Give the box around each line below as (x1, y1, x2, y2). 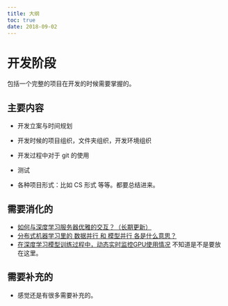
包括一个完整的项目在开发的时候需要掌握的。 (7, 79, 136, 88)
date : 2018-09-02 (7, 23, 58, 30)
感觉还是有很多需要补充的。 (17, 291, 97, 299)
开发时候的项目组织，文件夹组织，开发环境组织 (17, 136, 152, 145)
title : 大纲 (7, 10, 40, 17)
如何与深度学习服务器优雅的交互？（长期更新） (17, 223, 152, 231)
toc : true (7, 17, 36, 24)
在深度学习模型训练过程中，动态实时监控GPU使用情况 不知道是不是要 (17, 240, 215, 248)
